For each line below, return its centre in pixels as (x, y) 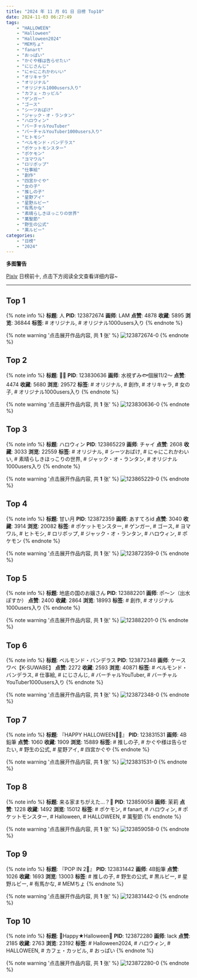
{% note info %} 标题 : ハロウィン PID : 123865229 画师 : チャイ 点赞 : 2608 (94, 444)
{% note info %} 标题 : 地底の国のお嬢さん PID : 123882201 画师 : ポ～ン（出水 (98, 593)
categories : (21, 236)
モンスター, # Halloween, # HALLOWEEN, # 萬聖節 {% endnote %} (101, 816)
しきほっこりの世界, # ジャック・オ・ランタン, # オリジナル (106, 459)
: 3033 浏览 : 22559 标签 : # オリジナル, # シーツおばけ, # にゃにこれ (93, 451)
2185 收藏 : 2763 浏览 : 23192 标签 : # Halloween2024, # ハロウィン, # (89, 943)
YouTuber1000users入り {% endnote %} (55, 683)
